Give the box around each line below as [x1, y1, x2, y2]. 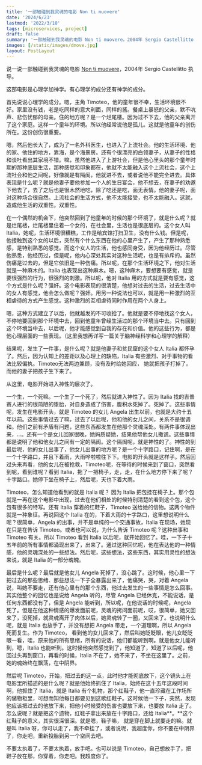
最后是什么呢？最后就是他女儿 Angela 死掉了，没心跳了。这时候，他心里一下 [6, 569, 195, 576]
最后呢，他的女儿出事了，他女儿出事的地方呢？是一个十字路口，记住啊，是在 [6, 446, 196, 453]
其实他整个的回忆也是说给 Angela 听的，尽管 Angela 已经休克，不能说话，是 [6, 591, 194, 598]
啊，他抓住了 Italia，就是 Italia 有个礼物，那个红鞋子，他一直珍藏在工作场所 [6, 687, 192, 694]
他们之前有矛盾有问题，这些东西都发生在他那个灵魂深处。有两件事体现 [16, 423, 191, 430]
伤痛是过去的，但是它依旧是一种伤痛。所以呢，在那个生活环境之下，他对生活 [6, 259, 196, 266]
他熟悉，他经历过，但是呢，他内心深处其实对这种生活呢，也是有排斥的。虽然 [6, 251, 196, 259]
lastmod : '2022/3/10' [6, 20, 61, 26]
